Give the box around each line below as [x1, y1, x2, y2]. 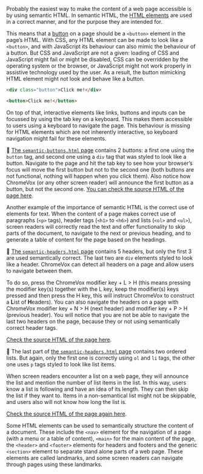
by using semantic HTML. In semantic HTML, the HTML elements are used [6, 12, 193, 19]
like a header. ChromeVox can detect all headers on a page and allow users [6, 260, 195, 268]
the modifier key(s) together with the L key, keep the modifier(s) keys [6, 285, 179, 293]
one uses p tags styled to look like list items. [6, 360, 116, 368]
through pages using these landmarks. [6, 461, 103, 468]
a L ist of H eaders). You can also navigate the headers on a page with [6, 298, 179, 305]
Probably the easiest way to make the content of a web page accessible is [6, 5, 192, 12]
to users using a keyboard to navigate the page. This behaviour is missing [6, 122, 191, 129]
